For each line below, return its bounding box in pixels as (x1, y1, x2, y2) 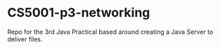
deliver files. (7, 35, 44, 43)
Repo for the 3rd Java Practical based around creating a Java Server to (7, 28, 214, 36)
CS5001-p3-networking (7, 5, 150, 21)
